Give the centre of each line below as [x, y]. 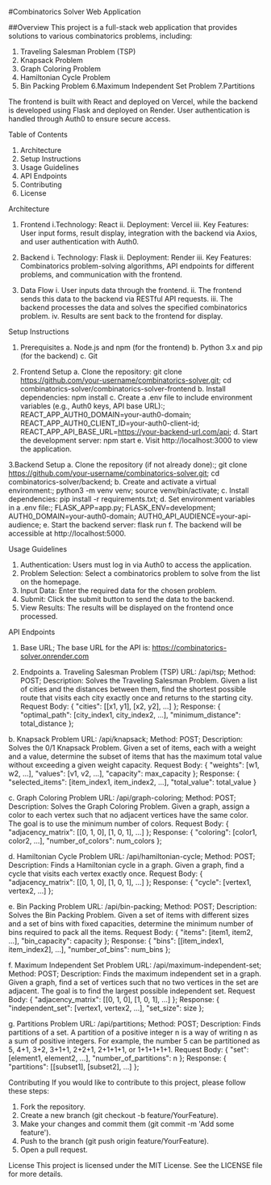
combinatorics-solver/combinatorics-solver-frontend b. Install [123, 389]
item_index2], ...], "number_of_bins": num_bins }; [90, 949]
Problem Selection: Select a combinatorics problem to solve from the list [140, 573]
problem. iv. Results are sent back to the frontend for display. [121, 316]
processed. [39, 616]
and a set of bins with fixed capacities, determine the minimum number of [131, 924]
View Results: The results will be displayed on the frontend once [127, 607]
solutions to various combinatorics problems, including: [100, 36]
